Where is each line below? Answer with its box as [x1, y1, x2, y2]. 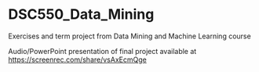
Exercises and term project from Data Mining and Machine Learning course [8, 31, 251, 41]
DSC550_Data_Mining [8, 5, 155, 23]
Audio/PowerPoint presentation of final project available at [8, 46, 197, 56]
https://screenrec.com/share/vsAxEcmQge [8, 55, 147, 64]
